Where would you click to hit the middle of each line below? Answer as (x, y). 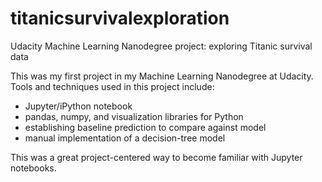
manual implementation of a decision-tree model (125, 138)
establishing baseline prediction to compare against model (145, 127)
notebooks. (33, 168)
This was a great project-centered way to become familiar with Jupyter (156, 157)
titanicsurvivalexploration (120, 18)
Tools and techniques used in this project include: (112, 86)
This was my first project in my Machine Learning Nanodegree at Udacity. (162, 76)
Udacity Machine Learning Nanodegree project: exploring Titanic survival (161, 46)
